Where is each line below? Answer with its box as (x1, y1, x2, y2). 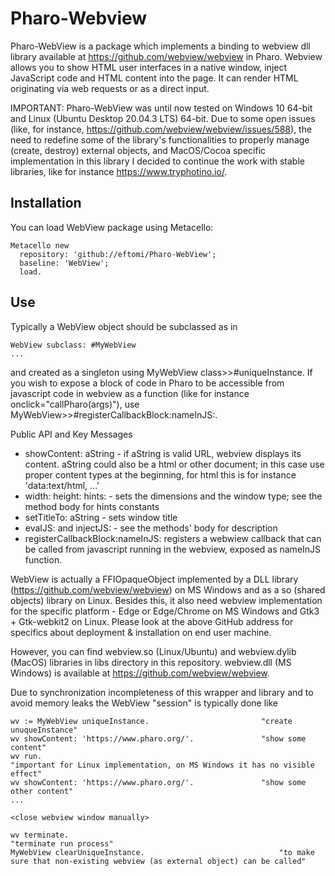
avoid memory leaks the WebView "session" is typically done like (10, 697, 278, 709)
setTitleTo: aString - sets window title (24, 511, 178, 523)
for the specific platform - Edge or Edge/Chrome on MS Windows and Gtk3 (10, 605, 320, 617)
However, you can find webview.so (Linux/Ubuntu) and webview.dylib (10, 645, 297, 657)
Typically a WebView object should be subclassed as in (10, 320, 238, 332)
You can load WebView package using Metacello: (10, 221, 214, 233)
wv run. (10, 751, 43, 761)
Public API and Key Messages (10, 428, 133, 440)
